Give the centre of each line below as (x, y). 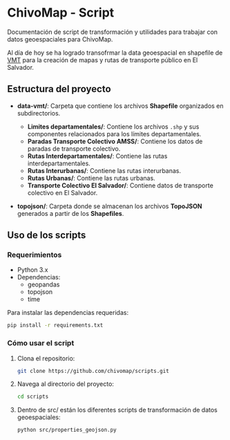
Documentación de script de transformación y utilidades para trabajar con (113, 32)
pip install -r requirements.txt (55, 326)
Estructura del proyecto (59, 89)
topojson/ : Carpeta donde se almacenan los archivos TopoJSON (109, 206)
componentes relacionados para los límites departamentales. (114, 134)
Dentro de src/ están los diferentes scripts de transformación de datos (117, 410)
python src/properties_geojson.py (67, 430)
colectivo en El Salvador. (63, 192)
